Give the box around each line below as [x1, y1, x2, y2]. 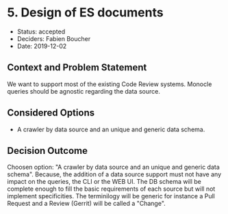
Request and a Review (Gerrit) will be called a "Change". [7, 200, 166, 208]
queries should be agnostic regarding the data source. [7, 87, 161, 95]
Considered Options [7, 107, 94, 119]
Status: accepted [16, 27, 66, 36]
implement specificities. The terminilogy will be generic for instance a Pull [7, 192, 216, 200]
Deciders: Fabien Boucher [16, 34, 91, 42]
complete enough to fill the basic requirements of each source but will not [7, 185, 216, 193]
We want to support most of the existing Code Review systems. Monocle [7, 80, 212, 88]
